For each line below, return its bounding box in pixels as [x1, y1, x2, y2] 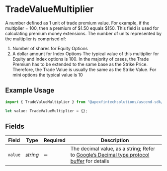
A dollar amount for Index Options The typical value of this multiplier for [12, 51, 159, 57]
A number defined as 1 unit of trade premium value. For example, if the [5, 20, 150, 26]
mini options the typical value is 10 [12, 72, 83, 78]
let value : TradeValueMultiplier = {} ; [5, 108, 88, 113]
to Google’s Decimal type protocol [70, 152, 150, 159]
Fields [5, 122, 25, 130]
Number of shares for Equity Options [12, 45, 88, 51]
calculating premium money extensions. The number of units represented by [5, 30, 162, 36]
